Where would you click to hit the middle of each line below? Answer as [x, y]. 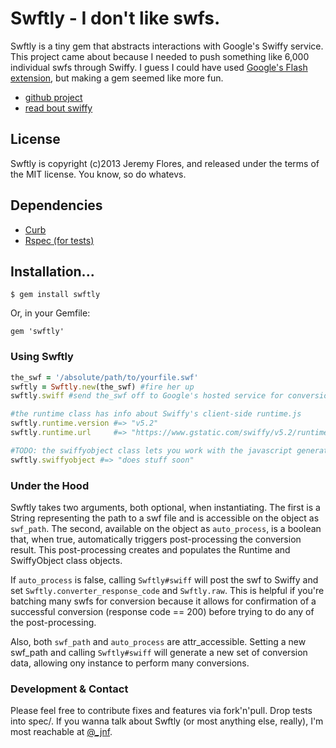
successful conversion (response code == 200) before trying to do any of [162, 611]
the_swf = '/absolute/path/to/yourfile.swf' [104, 377]
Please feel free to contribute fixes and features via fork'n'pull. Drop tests [161, 711]
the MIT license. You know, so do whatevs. [98, 174]
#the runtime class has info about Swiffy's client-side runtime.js [156, 414]
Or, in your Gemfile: [50, 313]
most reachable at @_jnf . [61, 732]
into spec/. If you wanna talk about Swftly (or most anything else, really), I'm [167, 721]
